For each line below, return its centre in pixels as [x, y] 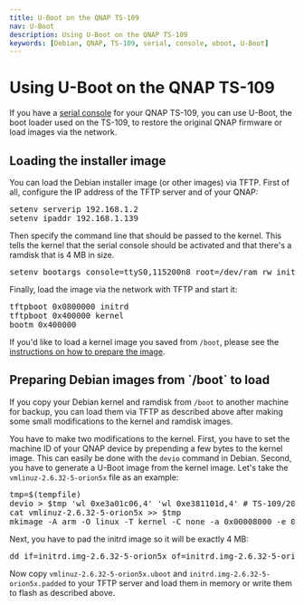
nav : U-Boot [32, 26]
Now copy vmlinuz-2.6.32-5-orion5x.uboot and [99, 573]
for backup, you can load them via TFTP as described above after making [146, 411]
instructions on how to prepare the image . [87, 351]
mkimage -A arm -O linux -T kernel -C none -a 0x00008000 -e [148, 521]
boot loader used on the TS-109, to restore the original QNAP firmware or [146, 122]
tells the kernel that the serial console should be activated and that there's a [151, 245]
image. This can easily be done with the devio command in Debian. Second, [151, 457]
